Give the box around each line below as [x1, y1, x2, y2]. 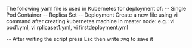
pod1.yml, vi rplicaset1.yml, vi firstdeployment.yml [6, 24, 128, 31]
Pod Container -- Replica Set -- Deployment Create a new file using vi [6, 11, 178, 18]
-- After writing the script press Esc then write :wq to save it [6, 36, 153, 42]
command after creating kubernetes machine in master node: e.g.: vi [6, 18, 175, 24]
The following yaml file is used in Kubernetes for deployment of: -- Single [6, 5, 187, 12]
